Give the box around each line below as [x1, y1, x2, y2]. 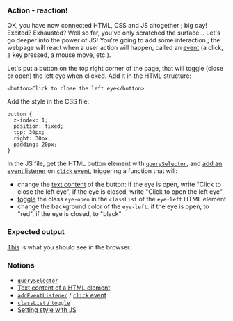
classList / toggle [17, 298, 71, 306]
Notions [7, 260, 35, 270]
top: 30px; [13, 129, 45, 136]
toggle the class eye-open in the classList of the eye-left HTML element [17, 195, 227, 204]
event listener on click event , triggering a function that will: [7, 167, 177, 175]
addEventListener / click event [17, 290, 106, 299]
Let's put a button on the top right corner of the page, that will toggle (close [7, 65, 224, 73]
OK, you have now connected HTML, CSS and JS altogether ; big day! [7, 22, 207, 30]
